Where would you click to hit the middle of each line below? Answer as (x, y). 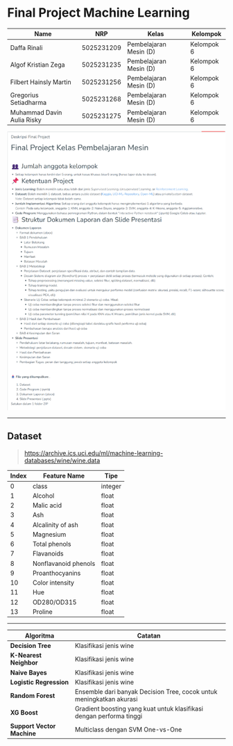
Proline (43, 611)
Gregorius (25, 95)
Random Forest (33, 695)
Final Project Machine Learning (98, 13)
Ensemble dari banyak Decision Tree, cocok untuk (146, 692)
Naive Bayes (28, 672)
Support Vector (33, 726)
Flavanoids (48, 553)
